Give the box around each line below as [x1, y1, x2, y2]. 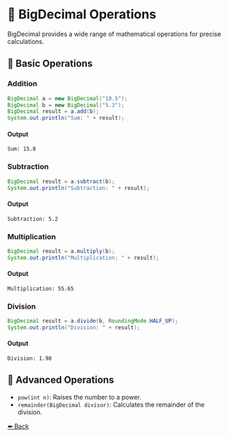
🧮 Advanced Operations [7, 374, 114, 386]
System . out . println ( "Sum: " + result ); [7, 114, 125, 122]
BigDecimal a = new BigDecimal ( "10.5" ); [7, 95, 128, 102]
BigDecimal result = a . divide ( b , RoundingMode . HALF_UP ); [7, 318, 179, 325]
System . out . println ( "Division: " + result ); [7, 324, 140, 331]
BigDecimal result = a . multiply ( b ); [7, 247, 115, 255]
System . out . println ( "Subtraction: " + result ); [7, 184, 150, 191]
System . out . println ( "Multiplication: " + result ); [7, 254, 160, 261]
